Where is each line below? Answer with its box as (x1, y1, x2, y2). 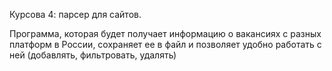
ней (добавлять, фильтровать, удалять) (9, 49, 177, 61)
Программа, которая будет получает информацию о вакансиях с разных (9, 28, 322, 39)
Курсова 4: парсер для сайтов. (9, 9, 142, 20)
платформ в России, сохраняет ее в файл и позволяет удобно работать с (9, 39, 322, 50)
